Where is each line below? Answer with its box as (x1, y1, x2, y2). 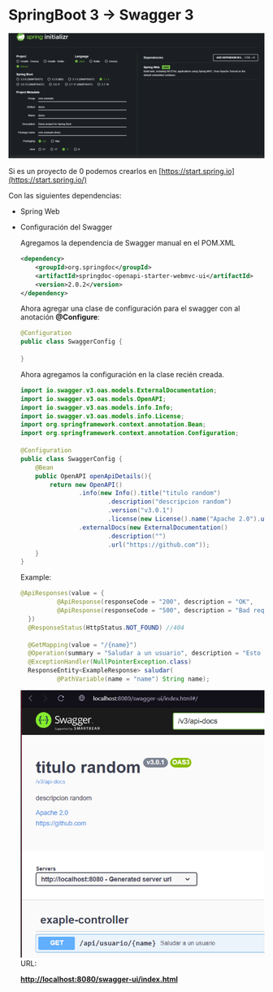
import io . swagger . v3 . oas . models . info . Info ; (19, 403, 174, 411)
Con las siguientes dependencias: (8, 191, 122, 201)
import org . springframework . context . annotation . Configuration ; (19, 429, 240, 437)
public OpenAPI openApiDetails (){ (35, 472, 152, 481)
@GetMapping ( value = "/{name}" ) (28, 641, 137, 649)
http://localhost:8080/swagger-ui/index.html (19, 974, 179, 985)
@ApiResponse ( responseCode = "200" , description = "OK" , (56, 598, 254, 607)
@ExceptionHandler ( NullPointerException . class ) (28, 658, 193, 666)
